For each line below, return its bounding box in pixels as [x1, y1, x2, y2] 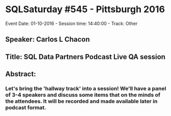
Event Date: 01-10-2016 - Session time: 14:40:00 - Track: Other [5, 20, 138, 26]
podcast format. [5, 104, 46, 111]
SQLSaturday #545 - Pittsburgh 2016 [5, 4, 165, 15]
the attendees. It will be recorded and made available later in [5, 98, 158, 105]
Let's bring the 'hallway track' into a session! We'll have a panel [5, 85, 166, 92]
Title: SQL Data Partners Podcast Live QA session [5, 52, 166, 61]
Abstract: [5, 70, 36, 78]
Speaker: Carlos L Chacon [5, 35, 90, 44]
